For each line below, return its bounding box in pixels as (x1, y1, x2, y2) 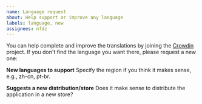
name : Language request (6, 8, 67, 15)
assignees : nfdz (6, 25, 47, 32)
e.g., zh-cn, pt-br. (6, 73, 50, 80)
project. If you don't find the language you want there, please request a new (6, 49, 197, 56)
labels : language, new (6, 20, 64, 26)
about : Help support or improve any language (6, 14, 123, 20)
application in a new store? (6, 91, 73, 98)
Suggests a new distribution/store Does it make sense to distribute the (6, 85, 186, 92)
